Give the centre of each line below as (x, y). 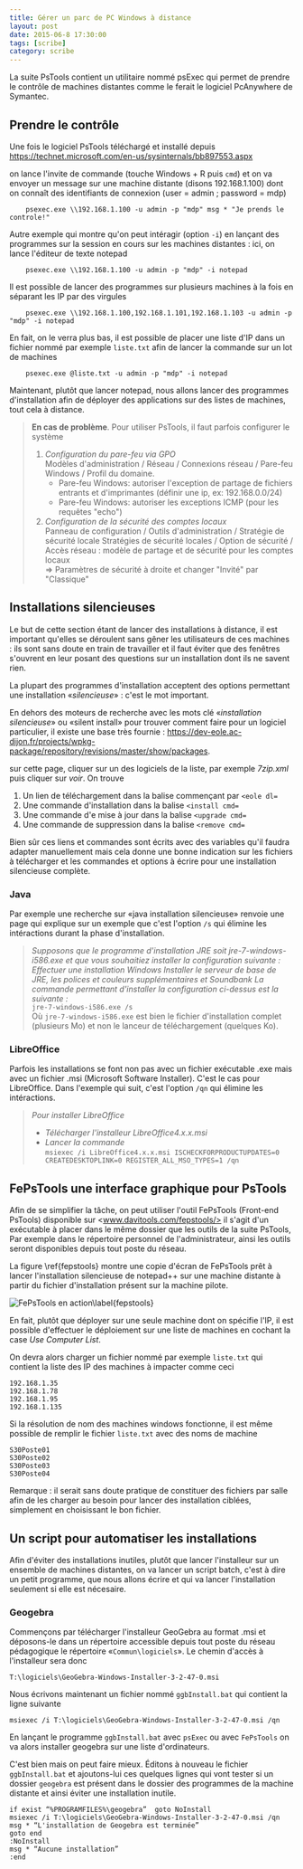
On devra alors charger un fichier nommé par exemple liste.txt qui (136, 1357)
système (47, 436)
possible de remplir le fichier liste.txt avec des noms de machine (133, 1434)
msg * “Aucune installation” (64, 1850)
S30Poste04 (30, 1474)
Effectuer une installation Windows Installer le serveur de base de (154, 970)
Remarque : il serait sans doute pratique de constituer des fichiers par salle (149, 1491)
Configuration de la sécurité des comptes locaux (136, 521)
